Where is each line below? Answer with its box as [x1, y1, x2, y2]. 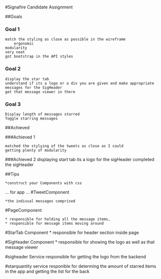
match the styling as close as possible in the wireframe [5, 37, 126, 42]
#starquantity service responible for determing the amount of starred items [5, 263, 157, 269]
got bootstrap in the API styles [5, 54, 73, 59]
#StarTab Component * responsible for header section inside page [5, 230, 139, 235]
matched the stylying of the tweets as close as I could [5, 143, 124, 148]
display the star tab [5, 76, 49, 81]
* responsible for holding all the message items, [5, 216, 111, 222]
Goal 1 [5, 25, 20, 32]
